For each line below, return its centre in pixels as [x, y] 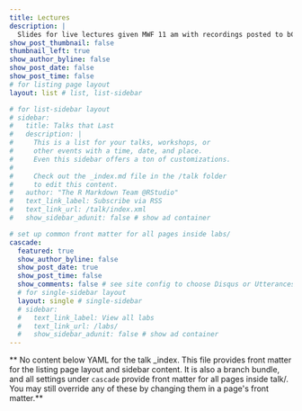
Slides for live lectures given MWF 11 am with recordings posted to [150, 34]
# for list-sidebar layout [60, 109]
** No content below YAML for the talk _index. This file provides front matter [151, 360]
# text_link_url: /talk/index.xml [78, 210]
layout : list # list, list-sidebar [76, 93]
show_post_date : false [52, 68]
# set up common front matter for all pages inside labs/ [120, 234]
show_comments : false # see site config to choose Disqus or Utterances [156, 284]
